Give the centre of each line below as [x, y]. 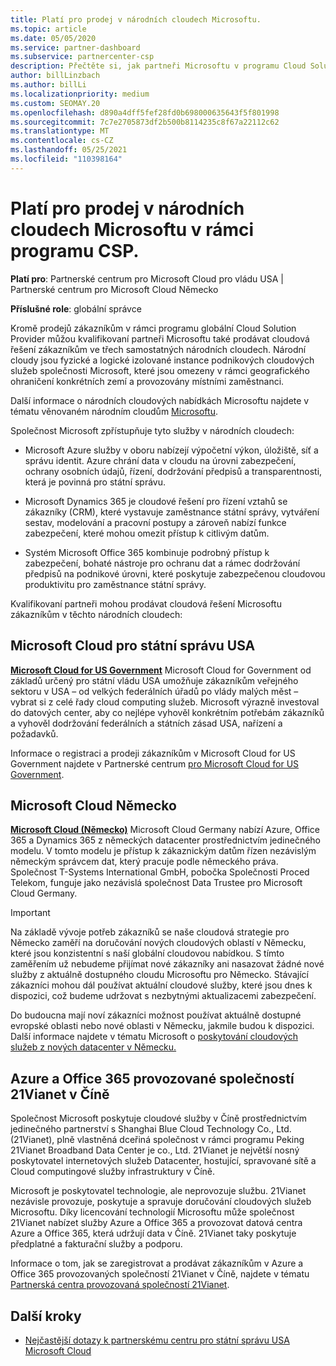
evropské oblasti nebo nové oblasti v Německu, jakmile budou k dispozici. [162, 1026]
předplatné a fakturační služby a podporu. [96, 1244]
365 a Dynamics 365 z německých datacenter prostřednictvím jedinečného [166, 840]
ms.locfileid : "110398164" [66, 159]
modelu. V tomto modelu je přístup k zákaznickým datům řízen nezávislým [163, 851]
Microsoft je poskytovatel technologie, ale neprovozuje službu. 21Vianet [158, 1191]
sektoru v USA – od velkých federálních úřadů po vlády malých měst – [154, 691]
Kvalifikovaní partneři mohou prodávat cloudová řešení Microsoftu [146, 603]
